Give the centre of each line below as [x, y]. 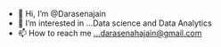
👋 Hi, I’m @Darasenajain [62, 14]
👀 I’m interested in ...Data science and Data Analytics [115, 23]
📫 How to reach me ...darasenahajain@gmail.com [110, 33]
